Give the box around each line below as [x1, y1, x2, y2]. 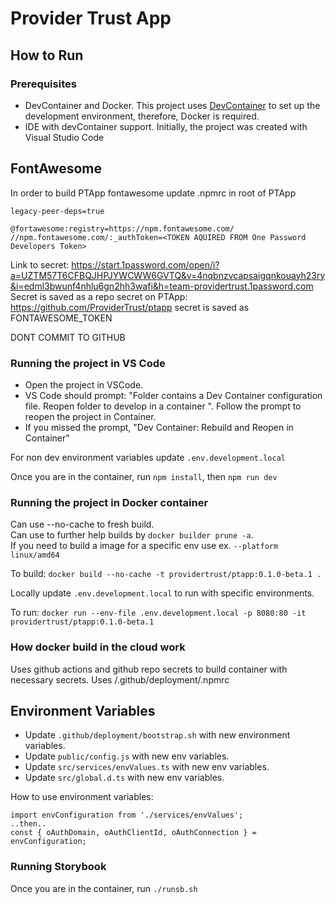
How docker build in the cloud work [10, 640, 186, 654]
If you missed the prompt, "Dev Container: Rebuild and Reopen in [24, 421, 294, 433]
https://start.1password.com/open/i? [71, 258, 220, 271]
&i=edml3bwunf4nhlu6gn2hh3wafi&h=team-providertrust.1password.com [10, 280, 314, 292]
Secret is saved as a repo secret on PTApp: [10, 290, 188, 302]
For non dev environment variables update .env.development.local [10, 451, 286, 463]
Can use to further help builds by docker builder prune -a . [10, 529, 254, 541]
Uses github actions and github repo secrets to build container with [10, 663, 288, 675]
